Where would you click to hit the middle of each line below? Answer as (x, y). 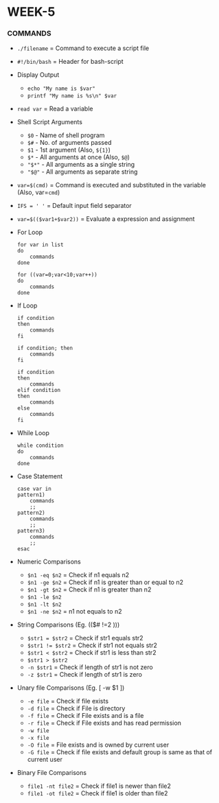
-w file (38, 731)
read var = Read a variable (55, 109)
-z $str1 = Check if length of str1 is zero (85, 675)
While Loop (33, 433)
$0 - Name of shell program (66, 135)
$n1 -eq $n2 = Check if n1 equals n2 (78, 575)
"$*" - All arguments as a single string (81, 165)
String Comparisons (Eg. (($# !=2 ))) (68, 625)
